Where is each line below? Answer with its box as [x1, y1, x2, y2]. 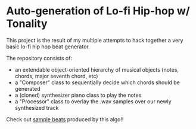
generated [14, 85, 41, 92]
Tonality [6, 17, 48, 30]
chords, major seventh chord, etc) [14, 72, 98, 79]
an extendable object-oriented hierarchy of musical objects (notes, [14, 66, 179, 73]
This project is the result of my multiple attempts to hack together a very [6, 36, 183, 44]
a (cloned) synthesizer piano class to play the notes [14, 91, 142, 99]
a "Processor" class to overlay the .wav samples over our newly [14, 97, 172, 105]
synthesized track [14, 104, 59, 111]
